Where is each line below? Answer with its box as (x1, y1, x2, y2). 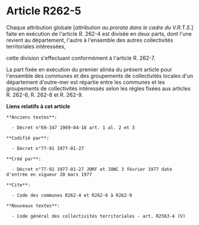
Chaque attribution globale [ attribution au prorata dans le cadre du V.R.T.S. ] (6, 24, 194, 31)
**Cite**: (6, 182, 31, 188)
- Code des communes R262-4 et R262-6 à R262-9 (11, 192, 133, 198)
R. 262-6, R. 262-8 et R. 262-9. (6, 91, 84, 98)
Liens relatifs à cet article (6, 102, 71, 110)
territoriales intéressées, (6, 43, 66, 50)
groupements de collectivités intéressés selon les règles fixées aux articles (6, 85, 191, 92)
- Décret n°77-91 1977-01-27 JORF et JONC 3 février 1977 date (11, 166, 172, 172)
